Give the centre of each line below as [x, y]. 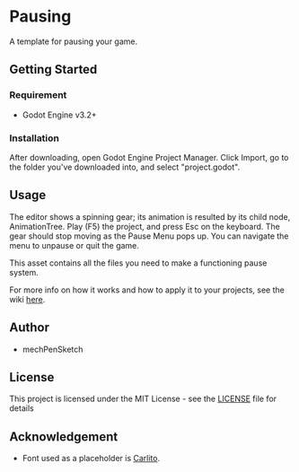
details [22, 408]
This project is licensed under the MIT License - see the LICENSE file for [143, 399]
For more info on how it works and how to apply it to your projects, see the [147, 290]
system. [24, 272]
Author [29, 328]
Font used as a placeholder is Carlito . [91, 459]
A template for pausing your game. [74, 41]
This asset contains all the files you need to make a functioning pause [138, 263]
